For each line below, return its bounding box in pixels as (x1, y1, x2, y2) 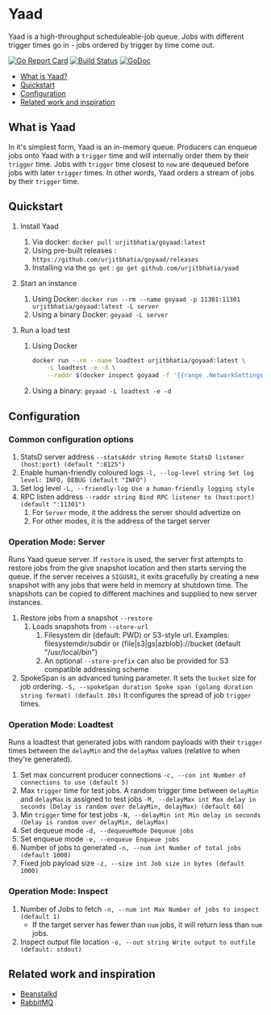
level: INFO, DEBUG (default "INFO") (19, 476, 148, 484)
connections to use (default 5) (19, 778, 129, 787)
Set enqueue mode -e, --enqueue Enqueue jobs (19, 834, 180, 844)
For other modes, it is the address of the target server (31, 516, 211, 526)
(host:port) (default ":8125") (19, 460, 126, 468)
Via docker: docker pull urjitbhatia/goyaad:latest (31, 237, 206, 246)
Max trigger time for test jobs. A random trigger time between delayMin (19, 786, 259, 795)
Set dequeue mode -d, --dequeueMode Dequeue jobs (19, 825, 194, 836)
